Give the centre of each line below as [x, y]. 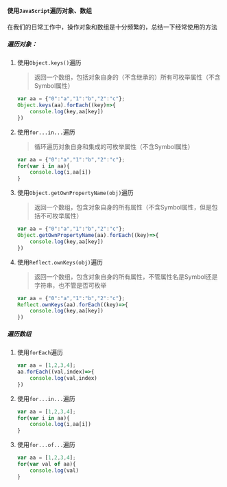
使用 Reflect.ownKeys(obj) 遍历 [60, 262]
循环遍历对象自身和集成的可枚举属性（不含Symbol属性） [114, 146]
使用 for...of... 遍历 [46, 445]
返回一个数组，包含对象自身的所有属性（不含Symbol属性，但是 [123, 207]
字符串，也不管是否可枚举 [70, 285]
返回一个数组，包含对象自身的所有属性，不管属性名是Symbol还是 [126, 276]
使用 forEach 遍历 [40, 352]
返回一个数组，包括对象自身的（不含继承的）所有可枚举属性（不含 [127, 77]
